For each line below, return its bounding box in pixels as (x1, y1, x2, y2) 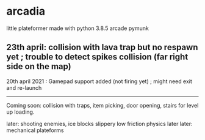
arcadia (6, 4, 46, 18)
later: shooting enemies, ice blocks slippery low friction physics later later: (6, 120, 193, 127)
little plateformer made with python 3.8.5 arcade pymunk (6, 24, 149, 32)
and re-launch (6, 84, 42, 91)
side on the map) (6, 61, 71, 72)
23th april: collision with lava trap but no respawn (6, 42, 198, 53)
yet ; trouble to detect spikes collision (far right (6, 52, 189, 62)
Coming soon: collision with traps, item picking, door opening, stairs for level (6, 101, 199, 109)
